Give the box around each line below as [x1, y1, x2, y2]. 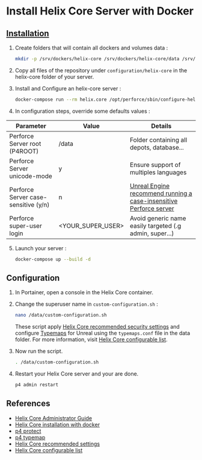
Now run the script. [14, 348, 63, 355]
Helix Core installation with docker [14, 421, 100, 428]
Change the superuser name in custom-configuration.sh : [14, 300, 158, 308]
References [6, 399, 50, 409]
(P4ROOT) [9, 147, 39, 155]
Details [151, 122, 172, 130]
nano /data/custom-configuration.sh [14, 312, 107, 318]
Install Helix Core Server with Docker [6, 4, 194, 18]
